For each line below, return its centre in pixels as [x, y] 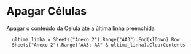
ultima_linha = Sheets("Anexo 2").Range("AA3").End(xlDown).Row [96, 39]
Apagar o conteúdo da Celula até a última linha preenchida [80, 28]
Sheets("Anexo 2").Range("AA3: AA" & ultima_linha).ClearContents [99, 45]
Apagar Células [47, 11]
